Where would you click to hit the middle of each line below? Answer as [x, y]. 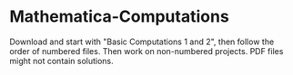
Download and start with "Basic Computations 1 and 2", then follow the [142, 42]
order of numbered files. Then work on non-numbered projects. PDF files [146, 51]
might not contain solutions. [61, 61]
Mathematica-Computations [119, 17]
